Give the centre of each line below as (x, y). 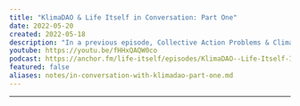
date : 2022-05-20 (42, 26)
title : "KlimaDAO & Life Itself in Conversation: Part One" (124, 17)
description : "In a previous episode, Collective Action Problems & (139, 42)
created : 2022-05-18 (48, 34)
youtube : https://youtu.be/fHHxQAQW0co (83, 51)
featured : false (39, 68)
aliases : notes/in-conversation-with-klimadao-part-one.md (121, 76)
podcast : (25, 59)
